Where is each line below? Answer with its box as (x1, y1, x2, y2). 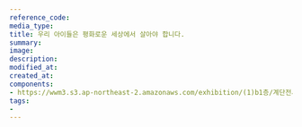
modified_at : (9, 63, 58, 72)
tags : (9, 96, 30, 106)
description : (9, 55, 58, 63)
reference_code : (9, 13, 70, 22)
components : (9, 80, 54, 89)
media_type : (9, 21, 54, 30)
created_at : (9, 72, 54, 80)
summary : (9, 38, 42, 47)
